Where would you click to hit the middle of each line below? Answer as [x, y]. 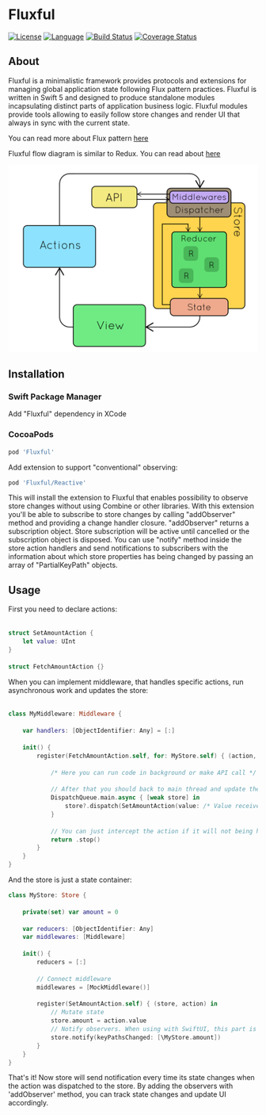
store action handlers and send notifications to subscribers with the [118, 548]
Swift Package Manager [55, 397]
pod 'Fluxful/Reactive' [47, 483]
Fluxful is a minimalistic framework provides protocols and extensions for [127, 80]
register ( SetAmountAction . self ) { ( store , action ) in [127, 1004]
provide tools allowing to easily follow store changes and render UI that [124, 114]
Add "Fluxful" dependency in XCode [67, 414]
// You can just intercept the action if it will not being [152, 831]
